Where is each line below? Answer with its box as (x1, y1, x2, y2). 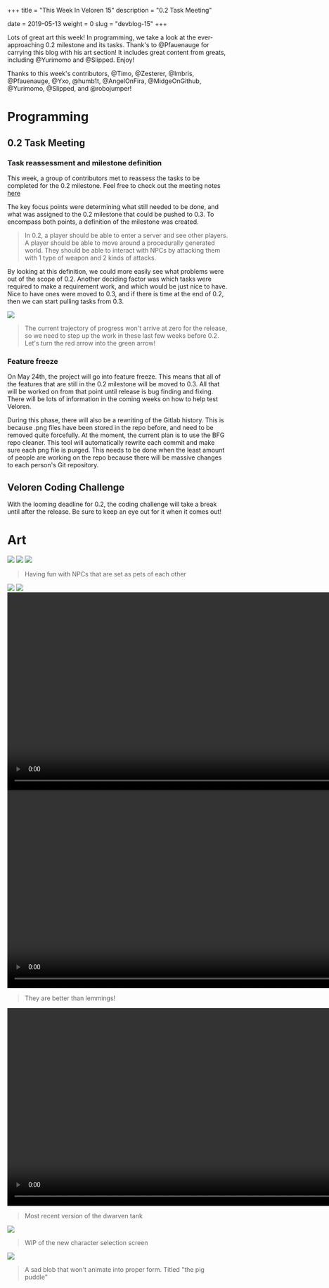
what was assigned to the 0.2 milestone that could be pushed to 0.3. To (7, 210, 214, 218)
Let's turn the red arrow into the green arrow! (24, 339, 156, 347)
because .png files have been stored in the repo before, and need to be (7, 424, 214, 432)
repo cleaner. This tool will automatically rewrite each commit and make (7, 438, 215, 447)
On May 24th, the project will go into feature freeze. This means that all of (7, 372, 221, 381)
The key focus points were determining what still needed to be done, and (7, 202, 219, 210)
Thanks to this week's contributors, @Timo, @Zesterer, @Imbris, (7, 70, 195, 77)
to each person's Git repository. (7, 461, 99, 469)
